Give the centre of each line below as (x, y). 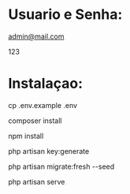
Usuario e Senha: (65, 15)
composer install (35, 121)
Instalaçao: (45, 84)
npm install (26, 136)
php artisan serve (37, 181)
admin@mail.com (36, 36)
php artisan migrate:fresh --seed (61, 166)
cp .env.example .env (43, 105)
